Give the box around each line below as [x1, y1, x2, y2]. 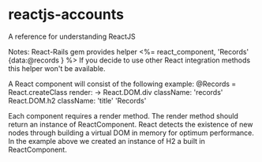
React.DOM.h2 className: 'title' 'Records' [8, 96, 147, 105]
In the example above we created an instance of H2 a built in [8, 136, 205, 145]
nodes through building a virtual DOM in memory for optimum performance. [8, 128, 254, 138]
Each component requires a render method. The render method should [8, 111, 239, 120]
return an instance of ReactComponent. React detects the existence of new [8, 119, 253, 129]
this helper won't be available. [8, 63, 106, 73]
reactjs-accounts [8, 6, 125, 24]
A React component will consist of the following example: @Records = [8, 79, 237, 89]
